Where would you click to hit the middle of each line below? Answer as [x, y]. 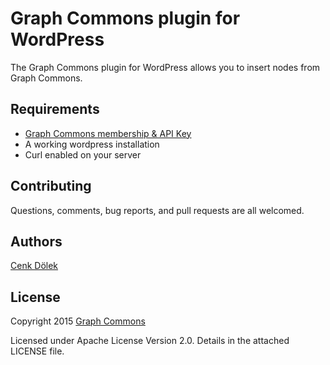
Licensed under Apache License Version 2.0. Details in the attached [150, 341]
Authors [36, 241]
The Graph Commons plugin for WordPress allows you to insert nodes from [165, 67]
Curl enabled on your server [83, 154]
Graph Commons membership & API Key [108, 133]
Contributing [51, 186]
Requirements [55, 109]
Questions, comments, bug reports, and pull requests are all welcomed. [157, 210]
